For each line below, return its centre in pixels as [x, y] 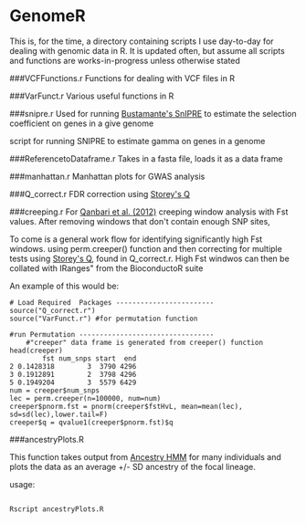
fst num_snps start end [90, 358]
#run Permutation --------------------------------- [112, 334]
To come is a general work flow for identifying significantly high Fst [136, 239]
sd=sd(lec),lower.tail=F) [58, 414]
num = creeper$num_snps [55, 390]
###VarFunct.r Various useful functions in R [92, 96]
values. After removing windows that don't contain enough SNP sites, [140, 221]
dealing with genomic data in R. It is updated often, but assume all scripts [147, 50]
